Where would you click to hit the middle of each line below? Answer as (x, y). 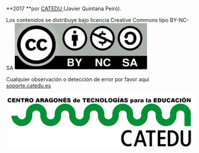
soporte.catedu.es (29, 86)
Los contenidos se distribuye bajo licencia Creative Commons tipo (87, 20)
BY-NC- (179, 20)
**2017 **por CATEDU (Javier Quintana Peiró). (64, 9)
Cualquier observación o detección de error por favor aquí (78, 79)
